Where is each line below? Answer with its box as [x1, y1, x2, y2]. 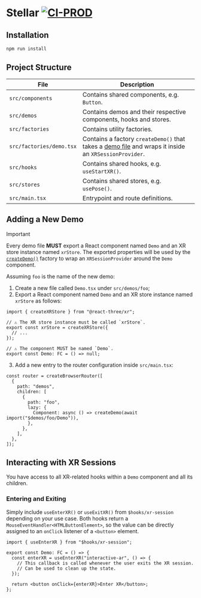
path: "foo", [28, 399, 60, 405]
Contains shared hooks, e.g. [83, 159, 162, 168]
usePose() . [83, 184, 112, 192]
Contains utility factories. [83, 125, 153, 133]
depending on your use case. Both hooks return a [6, 515, 129, 522]
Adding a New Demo [6, 214, 84, 225]
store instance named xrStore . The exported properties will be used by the [6, 248, 191, 255]
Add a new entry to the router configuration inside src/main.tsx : [14, 361, 173, 369]
